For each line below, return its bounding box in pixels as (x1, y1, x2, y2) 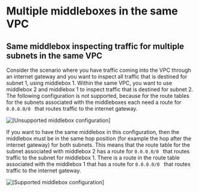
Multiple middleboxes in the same (6, 4, 179, 18)
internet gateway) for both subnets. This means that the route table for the (6, 141, 191, 149)
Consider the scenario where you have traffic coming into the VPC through (6, 66, 191, 74)
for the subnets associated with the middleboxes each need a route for (6, 98, 182, 106)
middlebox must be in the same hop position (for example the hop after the (6, 135, 192, 142)
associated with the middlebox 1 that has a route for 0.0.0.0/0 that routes (6, 161, 191, 167)
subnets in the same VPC (6, 50, 103, 61)
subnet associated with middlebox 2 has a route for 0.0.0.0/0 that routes (6, 148, 190, 155)
